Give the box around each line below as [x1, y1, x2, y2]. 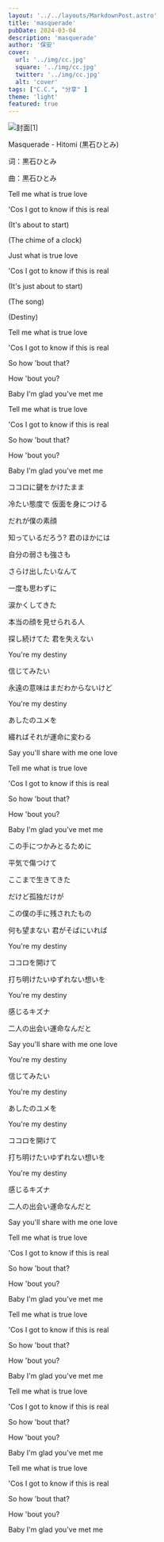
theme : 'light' [8, 93, 59, 101]
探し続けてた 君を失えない [8, 634, 93, 643]
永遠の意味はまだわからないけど [8, 683, 113, 692]
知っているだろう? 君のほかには [8, 533, 111, 543]
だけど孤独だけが [8, 892, 64, 901]
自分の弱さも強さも [8, 550, 71, 559]
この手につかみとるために [8, 842, 92, 851]
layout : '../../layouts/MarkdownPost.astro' [8, 11, 158, 20]
